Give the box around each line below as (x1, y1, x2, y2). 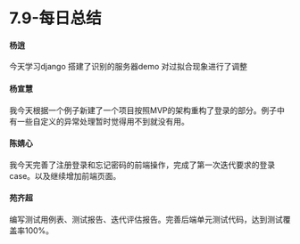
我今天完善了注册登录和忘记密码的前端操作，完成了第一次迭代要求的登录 (9, 159, 275, 170)
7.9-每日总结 (9, 8, 103, 28)
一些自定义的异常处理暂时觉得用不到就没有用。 (16, 116, 189, 126)
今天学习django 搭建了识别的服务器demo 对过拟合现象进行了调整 (9, 61, 248, 72)
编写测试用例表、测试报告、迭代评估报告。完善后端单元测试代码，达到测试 (9, 215, 283, 224)
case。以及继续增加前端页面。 (9, 170, 121, 181)
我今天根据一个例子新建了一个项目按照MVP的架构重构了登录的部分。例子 (9, 104, 278, 116)
